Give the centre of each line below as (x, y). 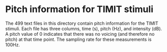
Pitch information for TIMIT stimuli (79, 9)
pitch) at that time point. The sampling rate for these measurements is (78, 39)
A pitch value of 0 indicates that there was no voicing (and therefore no (80, 34)
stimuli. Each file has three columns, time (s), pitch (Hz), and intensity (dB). (84, 28)
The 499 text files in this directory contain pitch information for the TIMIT (82, 23)
